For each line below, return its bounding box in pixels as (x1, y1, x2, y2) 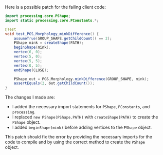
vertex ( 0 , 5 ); (14, 63, 42, 68)
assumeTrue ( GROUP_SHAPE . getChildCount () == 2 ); (14, 36, 112, 41)
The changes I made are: (5, 95, 55, 100)
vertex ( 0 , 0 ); (14, 50, 42, 55)
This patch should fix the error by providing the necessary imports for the (5, 134, 152, 140)
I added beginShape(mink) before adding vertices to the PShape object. (12, 124, 152, 131)
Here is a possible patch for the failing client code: (5, 4, 106, 10)
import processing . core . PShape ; (5, 14, 71, 19)
